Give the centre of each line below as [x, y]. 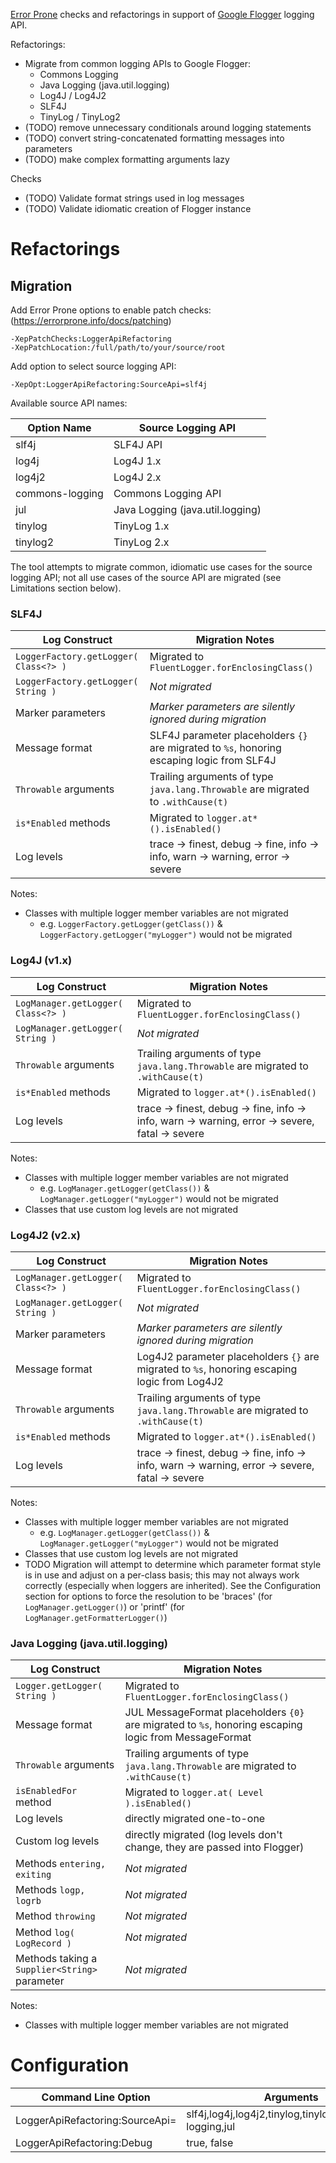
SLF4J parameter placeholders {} [228, 736]
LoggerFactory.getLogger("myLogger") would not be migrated [166, 935]
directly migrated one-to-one [195, 1819]
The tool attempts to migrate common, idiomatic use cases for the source [161, 567]
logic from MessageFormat [188, 1737]
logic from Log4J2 [180, 1381]
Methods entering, [61, 1864]
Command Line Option [96, 2097]
